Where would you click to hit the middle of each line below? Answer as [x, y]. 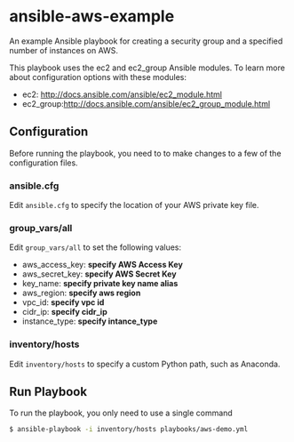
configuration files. [44, 163]
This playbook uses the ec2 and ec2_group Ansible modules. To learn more [147, 68]
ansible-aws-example [92, 16]
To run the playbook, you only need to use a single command [121, 413]
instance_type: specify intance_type [90, 321]
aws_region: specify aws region [81, 293]
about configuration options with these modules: [98, 76]
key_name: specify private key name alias [100, 284]
